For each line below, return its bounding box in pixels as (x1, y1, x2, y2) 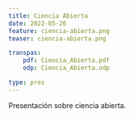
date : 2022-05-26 (8, 19, 67, 27)
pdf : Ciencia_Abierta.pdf (23, 56, 111, 65)
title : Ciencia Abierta (8, 11, 89, 20)
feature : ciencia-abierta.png (8, 27, 111, 35)
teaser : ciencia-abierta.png (8, 34, 107, 43)
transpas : (8, 49, 42, 57)
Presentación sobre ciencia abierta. (8, 100, 127, 110)
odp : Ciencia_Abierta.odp (23, 64, 111, 73)
